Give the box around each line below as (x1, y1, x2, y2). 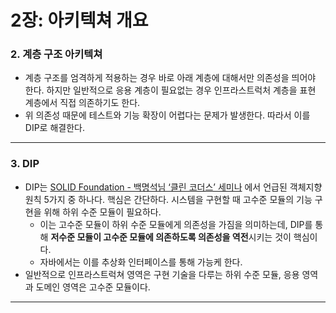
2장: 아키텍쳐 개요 (10, 9, 149, 32)
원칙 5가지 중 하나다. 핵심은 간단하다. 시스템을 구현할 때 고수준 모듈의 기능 (24, 193, 313, 205)
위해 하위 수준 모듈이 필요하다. (43, 206, 162, 218)
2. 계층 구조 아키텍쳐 (10, 47, 103, 61)
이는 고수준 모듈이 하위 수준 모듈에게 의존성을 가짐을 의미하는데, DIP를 (39, 218, 313, 230)
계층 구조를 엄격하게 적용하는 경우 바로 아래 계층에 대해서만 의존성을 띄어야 (24, 72, 317, 84)
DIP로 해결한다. (24, 122, 85, 134)
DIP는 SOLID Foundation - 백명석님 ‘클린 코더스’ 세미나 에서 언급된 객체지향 (24, 181, 323, 193)
